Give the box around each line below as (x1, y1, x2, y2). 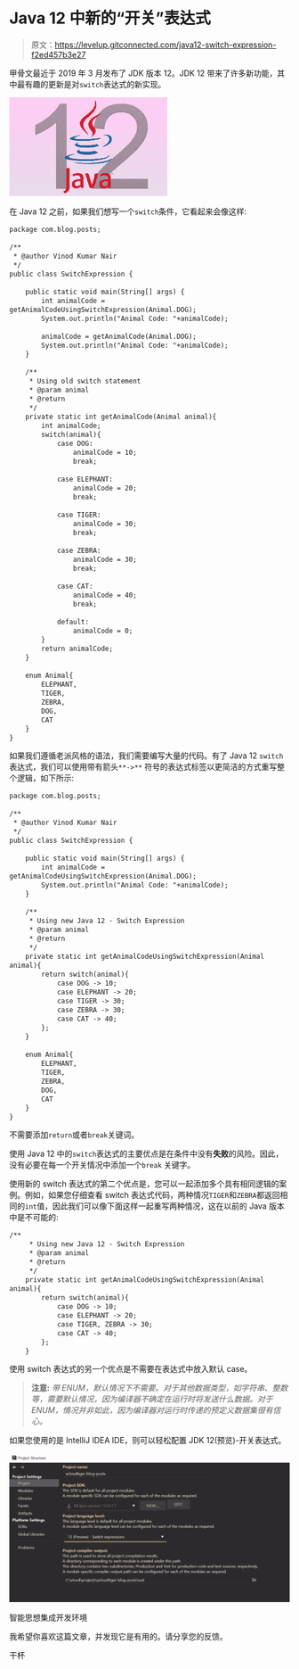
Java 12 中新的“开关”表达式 (9, 8, 211, 29)
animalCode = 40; (72, 591, 138, 599)
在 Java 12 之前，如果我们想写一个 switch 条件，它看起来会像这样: (9, 206, 247, 217)
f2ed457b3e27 (30, 49, 86, 60)
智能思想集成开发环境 (9, 1612, 87, 1623)
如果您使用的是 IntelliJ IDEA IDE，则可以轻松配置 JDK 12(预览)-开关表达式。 (9, 1434, 287, 1445)
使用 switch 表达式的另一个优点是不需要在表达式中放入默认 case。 (9, 1363, 253, 1374)
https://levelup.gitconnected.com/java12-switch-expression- (54, 39, 277, 50)
